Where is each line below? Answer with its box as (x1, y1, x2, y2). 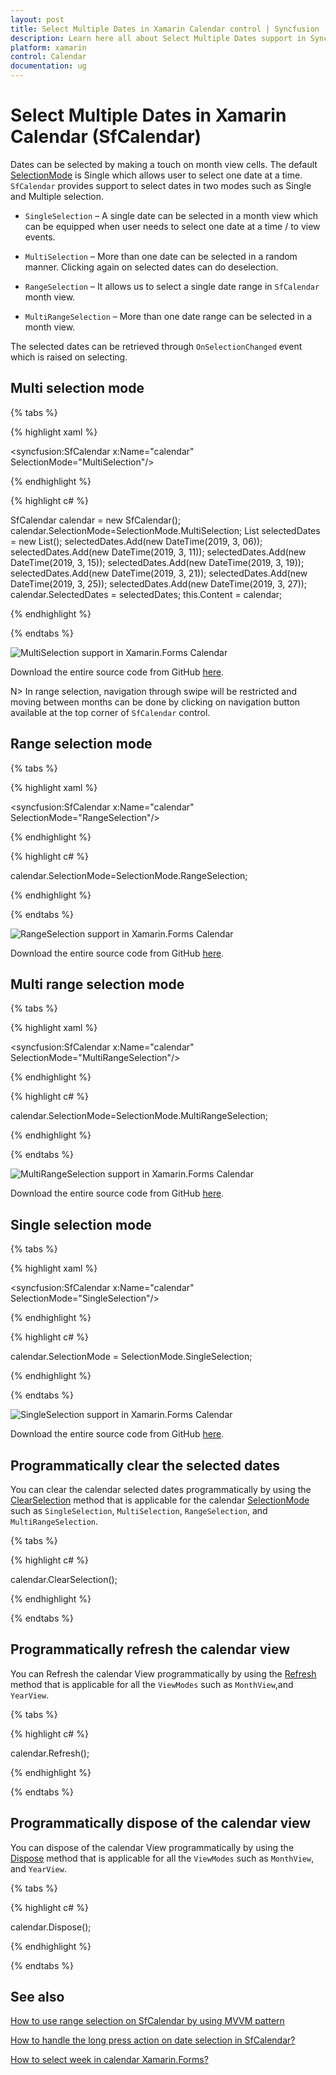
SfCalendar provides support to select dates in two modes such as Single (10, 179, 312, 191)
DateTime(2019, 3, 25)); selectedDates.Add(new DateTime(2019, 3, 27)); (10, 577, 308, 590)
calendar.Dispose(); (10, 1921, 92, 1933)
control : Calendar (10, 52, 87, 62)
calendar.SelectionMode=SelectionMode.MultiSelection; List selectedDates (10, 524, 321, 536)
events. (24, 231, 56, 243)
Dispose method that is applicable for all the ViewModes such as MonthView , (10, 1852, 315, 1864)
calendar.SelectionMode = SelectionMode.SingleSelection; (10, 1351, 253, 1363)
